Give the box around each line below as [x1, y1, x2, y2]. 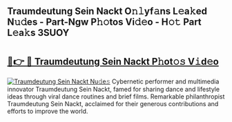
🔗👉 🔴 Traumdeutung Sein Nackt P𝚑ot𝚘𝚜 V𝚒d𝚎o [7, 55, 219, 68]
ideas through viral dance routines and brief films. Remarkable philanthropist [7, 92, 225, 101]
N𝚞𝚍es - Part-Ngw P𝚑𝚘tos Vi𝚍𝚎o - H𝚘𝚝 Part [7, 17, 202, 28]
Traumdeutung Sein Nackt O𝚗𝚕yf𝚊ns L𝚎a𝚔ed [7, 6, 207, 17]
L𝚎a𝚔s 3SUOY [7, 27, 70, 39]
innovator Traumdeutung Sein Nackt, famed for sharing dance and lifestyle [7, 85, 220, 93]
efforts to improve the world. [7, 107, 88, 115]
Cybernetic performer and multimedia [111, 77, 220, 85]
